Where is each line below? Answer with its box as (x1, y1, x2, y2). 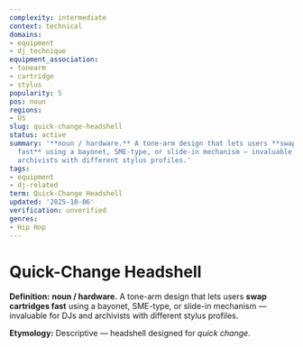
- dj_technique (9, 47, 67, 56)
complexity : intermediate (9, 13, 106, 23)
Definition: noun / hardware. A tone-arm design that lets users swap (9, 291, 268, 302)
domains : (9, 30, 42, 39)
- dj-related (9, 181, 59, 190)
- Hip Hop (9, 223, 47, 232)
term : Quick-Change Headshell (9, 189, 124, 198)
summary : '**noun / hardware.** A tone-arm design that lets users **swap (9, 139, 297, 148)
